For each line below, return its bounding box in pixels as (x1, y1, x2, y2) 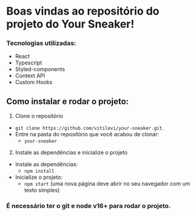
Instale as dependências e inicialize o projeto (15, 149, 128, 156)
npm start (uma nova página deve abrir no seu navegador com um (24, 180, 191, 187)
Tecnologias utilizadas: (6, 39, 76, 47)
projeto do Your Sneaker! (6, 17, 135, 31)
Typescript (15, 59, 42, 66)
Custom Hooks (15, 78, 53, 86)
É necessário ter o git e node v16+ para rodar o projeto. (6, 202, 171, 211)
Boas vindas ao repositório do (6, 4, 160, 18)
